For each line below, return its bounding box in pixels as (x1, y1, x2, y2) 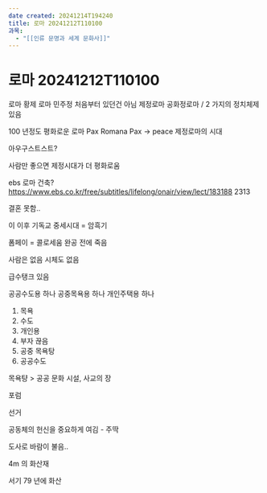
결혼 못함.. (8, 203, 41, 213)
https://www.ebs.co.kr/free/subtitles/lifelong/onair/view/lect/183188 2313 (8, 187, 251, 197)
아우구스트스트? (8, 144, 58, 154)
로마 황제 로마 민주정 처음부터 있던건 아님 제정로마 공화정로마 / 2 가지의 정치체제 (8, 100, 260, 109)
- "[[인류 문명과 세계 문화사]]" (15, 34, 111, 43)
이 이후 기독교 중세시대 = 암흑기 (8, 220, 108, 230)
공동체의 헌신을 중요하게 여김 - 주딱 (8, 425, 119, 434)
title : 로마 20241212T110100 (8, 19, 103, 27)
